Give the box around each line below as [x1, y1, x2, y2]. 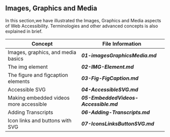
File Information [102, 40, 142, 47]
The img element [8, 63, 48, 70]
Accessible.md [81, 101, 118, 108]
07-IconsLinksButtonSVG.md [81, 120, 154, 127]
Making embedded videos [8, 94, 70, 101]
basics [8, 55, 24, 62]
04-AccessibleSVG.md [81, 86, 138, 93]
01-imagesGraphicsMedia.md [81, 52, 157, 59]
